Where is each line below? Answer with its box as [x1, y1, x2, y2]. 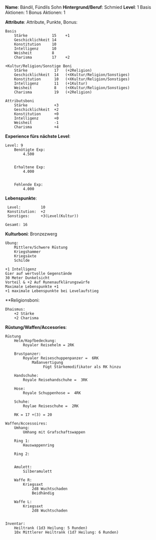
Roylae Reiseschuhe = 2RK [23, 404, 79, 409]
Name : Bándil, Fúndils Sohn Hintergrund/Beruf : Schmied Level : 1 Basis [5, 4, 152, 10]
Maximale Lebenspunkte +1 [5, 284, 59, 289]
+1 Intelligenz [5, 267, 37, 272]
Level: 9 [5, 143, 23, 148]
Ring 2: [14, 451, 30, 456]
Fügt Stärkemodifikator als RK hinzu [43, 364, 121, 369]
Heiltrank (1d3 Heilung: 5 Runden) [14, 526, 88, 531]
